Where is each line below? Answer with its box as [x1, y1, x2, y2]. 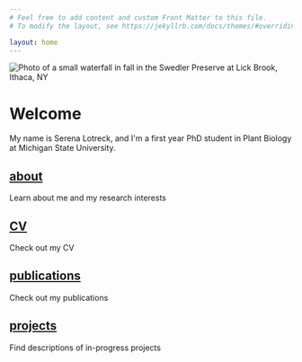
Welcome [9, 103, 82, 124]
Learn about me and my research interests [9, 192, 166, 203]
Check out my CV [9, 242, 75, 252]
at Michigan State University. [9, 143, 116, 154]
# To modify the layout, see [9, 22, 119, 31]
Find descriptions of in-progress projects [9, 342, 162, 353]
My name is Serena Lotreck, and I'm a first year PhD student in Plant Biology [9, 133, 292, 144]
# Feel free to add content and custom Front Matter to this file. [9, 13, 268, 22]
